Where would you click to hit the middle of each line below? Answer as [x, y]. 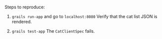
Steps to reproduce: [25, 7]
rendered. [22, 22]
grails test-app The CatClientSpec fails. [53, 31]
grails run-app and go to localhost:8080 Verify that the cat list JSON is [84, 16]
